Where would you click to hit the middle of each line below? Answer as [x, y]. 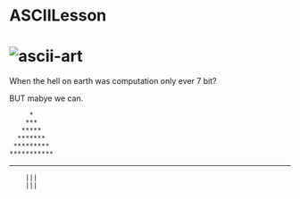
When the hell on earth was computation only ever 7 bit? [113, 81]
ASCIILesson [58, 16]
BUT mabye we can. [46, 98]
